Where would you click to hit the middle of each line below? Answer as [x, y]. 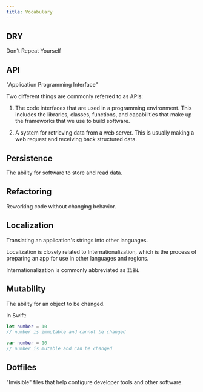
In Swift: [17, 315]
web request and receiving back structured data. [76, 139]
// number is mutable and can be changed [59, 349]
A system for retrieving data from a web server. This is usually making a [105, 133]
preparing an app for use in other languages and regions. [78, 258]
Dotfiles [22, 367]
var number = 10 [27, 343]
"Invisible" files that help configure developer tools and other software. [95, 382]
